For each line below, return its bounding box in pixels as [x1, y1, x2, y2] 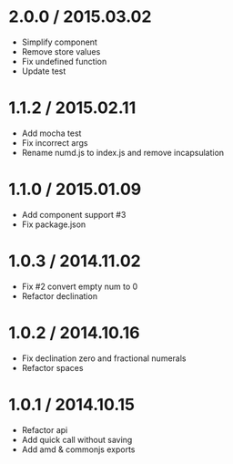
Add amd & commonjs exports [21, 444, 136, 455]
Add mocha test [21, 128, 82, 139]
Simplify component [21, 36, 97, 47]
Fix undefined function [21, 56, 107, 67]
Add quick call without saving [21, 434, 133, 445]
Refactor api [21, 424, 68, 435]
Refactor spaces [21, 362, 84, 373]
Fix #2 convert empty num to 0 [21, 281, 138, 292]
